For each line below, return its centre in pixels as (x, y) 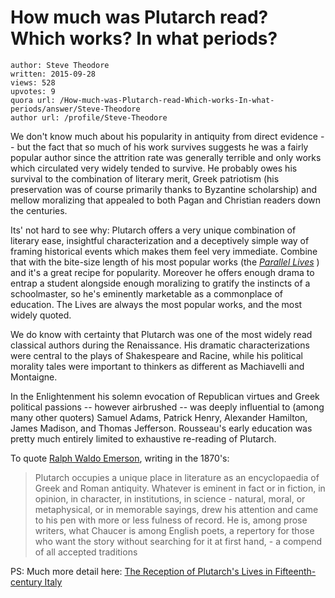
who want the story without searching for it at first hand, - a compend (178, 541)
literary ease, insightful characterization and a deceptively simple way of (160, 240)
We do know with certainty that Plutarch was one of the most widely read (161, 334)
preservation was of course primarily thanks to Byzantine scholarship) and (164, 189)
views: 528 (33, 82)
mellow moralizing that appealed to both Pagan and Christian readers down (166, 200)
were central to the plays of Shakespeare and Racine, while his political (156, 355)
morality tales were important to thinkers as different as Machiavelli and (157, 366)
